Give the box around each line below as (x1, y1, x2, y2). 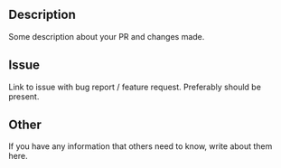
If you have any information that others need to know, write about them (8, 141, 273, 152)
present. (8, 90, 40, 102)
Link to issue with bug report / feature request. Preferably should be (8, 81, 261, 92)
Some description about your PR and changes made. (8, 31, 205, 42)
